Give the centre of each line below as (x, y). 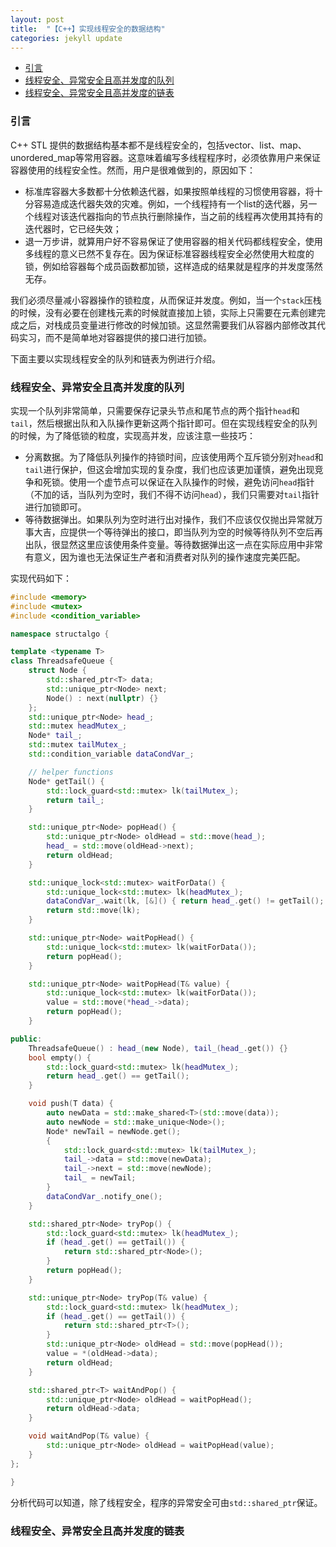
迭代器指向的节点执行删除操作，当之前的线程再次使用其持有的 (195, 216)
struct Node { (57, 671)
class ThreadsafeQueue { (62, 661)
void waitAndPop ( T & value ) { (89, 1436)
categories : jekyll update (66, 38)
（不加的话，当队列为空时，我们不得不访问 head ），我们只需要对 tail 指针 (172, 494)
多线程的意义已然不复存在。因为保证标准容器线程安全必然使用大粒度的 (169, 253)
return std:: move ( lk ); (93, 911)
